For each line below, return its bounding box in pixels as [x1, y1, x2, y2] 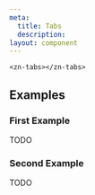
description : [17, 30, 66, 39]
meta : [9, 13, 30, 22]
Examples [9, 87, 65, 102]
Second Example [9, 156, 84, 169]
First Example [9, 114, 71, 127]
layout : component [9, 38, 78, 48]
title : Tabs [17, 22, 63, 31]
